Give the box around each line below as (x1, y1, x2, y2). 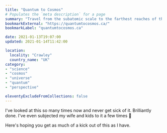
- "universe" (5, 76, 32, 81)
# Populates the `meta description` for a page (5, 12, 106, 17)
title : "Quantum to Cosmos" (5, 7, 64, 12)
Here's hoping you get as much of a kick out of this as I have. (5, 122, 131, 128)
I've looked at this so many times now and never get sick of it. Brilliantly (5, 107, 152, 113)
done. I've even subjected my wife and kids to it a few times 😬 (5, 112, 132, 119)
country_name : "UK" (9, 57, 50, 62)
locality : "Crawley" (9, 52, 52, 57)
